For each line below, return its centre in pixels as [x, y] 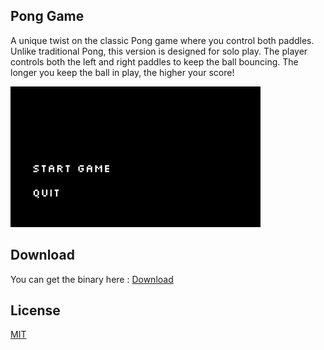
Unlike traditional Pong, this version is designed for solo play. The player [159, 51]
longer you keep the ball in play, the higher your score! [122, 72]
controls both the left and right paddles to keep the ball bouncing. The [154, 61]
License [35, 310]
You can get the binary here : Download [92, 279]
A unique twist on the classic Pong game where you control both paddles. [162, 40]
